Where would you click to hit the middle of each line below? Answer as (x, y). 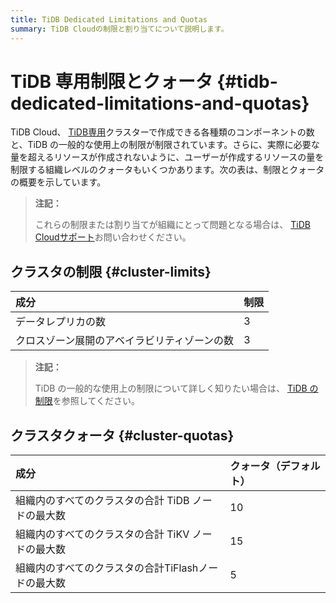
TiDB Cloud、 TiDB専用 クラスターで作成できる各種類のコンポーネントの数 (162, 132)
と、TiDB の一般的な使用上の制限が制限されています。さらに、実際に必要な (165, 145)
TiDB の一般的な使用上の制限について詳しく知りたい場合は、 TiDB (171, 388)
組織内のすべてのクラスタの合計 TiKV (102, 534)
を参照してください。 (96, 401)
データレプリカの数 (61, 322)
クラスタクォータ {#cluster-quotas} (122, 435)
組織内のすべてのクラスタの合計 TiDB (102, 501)
